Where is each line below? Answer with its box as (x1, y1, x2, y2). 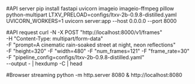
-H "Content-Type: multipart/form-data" (6, 35, 103, 42)
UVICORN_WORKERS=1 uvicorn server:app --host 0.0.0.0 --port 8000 (6, 18, 177, 24)
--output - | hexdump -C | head (6, 60, 83, 67)
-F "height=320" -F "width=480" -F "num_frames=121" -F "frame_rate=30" (6, 48, 190, 55)
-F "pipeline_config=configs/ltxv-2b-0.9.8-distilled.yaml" (6, 54, 145, 61)
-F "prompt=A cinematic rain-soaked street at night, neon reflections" (6, 41, 176, 48)
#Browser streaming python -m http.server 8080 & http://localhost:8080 (6, 72, 183, 78)
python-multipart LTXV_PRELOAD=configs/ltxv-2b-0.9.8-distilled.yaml (6, 11, 177, 18)
